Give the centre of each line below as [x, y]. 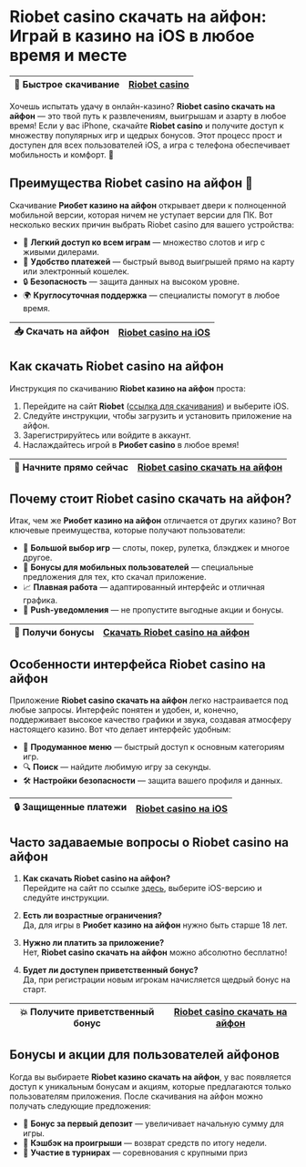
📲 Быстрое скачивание [67, 84]
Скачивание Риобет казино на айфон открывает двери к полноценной [148, 205]
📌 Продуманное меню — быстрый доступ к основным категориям [153, 747]
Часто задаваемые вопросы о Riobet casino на [149, 842]
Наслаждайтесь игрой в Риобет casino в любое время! [131, 444]
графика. [40, 600]
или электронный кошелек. [76, 271]
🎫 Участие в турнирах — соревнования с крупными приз [135, 1152]
